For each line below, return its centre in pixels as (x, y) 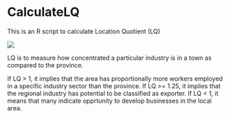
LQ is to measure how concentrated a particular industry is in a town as (109, 58)
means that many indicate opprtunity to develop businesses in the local (109, 101)
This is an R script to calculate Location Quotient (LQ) (84, 31)
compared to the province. (45, 65)
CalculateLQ (44, 12)
